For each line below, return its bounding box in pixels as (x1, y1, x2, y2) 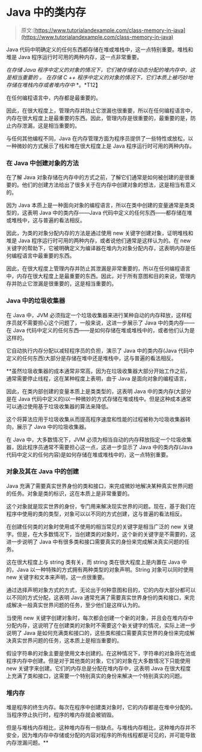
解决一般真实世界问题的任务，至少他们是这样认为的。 (11, 601, 143, 608)
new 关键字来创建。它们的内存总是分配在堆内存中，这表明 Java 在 (6, 665, 170, 672)
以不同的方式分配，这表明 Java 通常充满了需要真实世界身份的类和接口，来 (6, 593, 190, 601)
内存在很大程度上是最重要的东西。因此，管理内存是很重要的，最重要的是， (6, 114, 191, 121)
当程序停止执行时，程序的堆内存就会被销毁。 (6, 711, 117, 718)
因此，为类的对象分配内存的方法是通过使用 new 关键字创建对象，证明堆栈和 (6, 230, 194, 237)
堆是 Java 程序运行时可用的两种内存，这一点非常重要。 (6, 53, 142, 60)
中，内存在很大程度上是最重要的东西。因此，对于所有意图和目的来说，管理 (6, 273, 191, 280)
